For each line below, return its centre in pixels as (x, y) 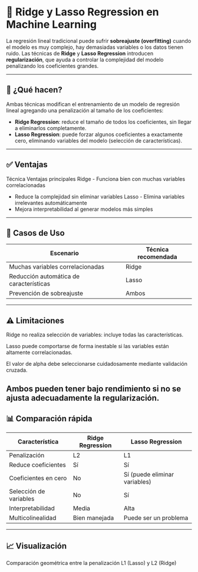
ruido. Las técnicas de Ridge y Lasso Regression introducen (80, 53)
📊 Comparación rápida (49, 419)
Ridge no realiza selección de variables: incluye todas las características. (95, 335)
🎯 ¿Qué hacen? (34, 90)
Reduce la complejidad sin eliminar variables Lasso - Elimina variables (100, 196)
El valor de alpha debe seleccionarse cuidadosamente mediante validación (97, 364)
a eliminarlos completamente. (50, 128)
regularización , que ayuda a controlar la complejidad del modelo (85, 59)
